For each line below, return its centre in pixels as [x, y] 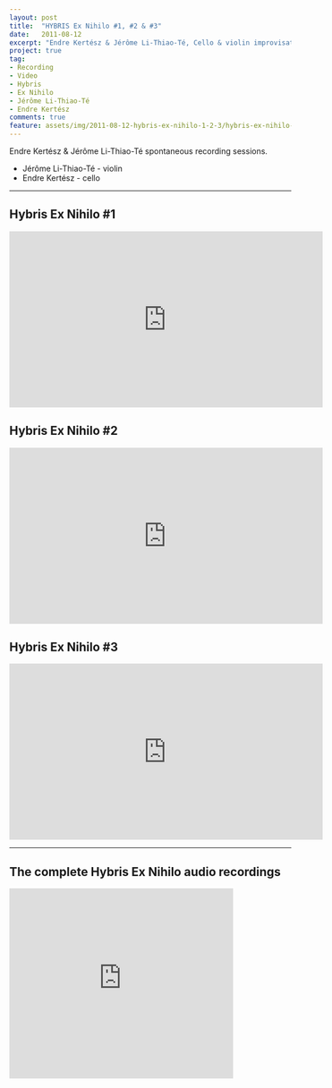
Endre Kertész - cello [61, 178]
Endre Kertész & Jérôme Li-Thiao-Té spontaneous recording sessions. [139, 151]
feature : [26, 126]
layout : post [34, 17]
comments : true [38, 117]
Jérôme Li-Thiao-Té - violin [72, 168]
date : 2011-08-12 [46, 34]
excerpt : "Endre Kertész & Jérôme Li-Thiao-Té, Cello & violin [130, 42]
